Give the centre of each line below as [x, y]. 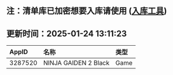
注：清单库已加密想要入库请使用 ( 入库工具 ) [86, 11]
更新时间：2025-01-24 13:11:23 [67, 33]
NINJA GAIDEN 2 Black [76, 63]
